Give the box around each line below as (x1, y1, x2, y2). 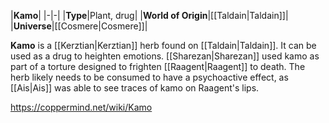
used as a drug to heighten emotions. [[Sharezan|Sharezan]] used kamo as (10, 50, 320, 62)
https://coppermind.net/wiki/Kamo (10, 101, 153, 113)
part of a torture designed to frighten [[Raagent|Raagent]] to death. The (10, 61, 306, 72)
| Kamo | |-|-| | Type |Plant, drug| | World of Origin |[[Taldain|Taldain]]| (10, 10, 289, 21)
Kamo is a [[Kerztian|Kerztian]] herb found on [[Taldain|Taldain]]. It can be (10, 40, 317, 51)
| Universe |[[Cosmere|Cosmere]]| (10, 20, 148, 32)
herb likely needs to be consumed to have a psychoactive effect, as (10, 71, 289, 83)
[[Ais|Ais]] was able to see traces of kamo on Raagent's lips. (10, 82, 260, 94)
